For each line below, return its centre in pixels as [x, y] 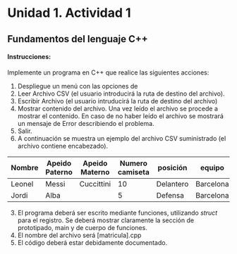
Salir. [25, 131]
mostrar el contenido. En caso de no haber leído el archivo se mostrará [121, 116]
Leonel [22, 184]
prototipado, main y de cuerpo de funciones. [83, 227]
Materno [95, 172]
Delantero [172, 184]
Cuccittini [95, 184]
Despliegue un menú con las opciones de [78, 86]
